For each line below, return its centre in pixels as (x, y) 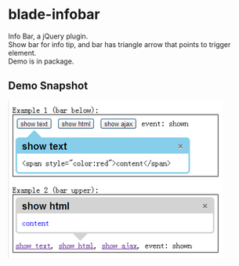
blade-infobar (54, 15)
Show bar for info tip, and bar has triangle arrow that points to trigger (119, 44)
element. (22, 53)
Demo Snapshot (48, 86)
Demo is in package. (41, 61)
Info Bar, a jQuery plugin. (48, 36)
